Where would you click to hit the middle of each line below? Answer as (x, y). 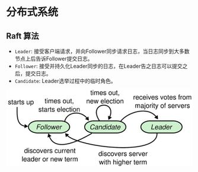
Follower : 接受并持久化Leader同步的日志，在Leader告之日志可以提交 (98, 66)
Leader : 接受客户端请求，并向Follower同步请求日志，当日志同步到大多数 (102, 51)
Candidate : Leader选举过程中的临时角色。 (66, 81)
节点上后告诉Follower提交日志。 (54, 59)
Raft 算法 (23, 36)
